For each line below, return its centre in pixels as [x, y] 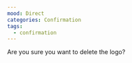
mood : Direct [26, 13]
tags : [15, 26]
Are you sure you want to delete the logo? [66, 52]
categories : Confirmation [44, 20]
